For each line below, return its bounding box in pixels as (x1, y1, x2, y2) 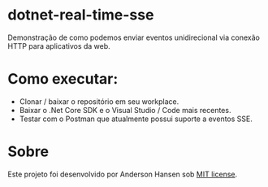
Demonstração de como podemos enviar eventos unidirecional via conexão (7, 33, 261, 42)
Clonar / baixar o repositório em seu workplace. (19, 96, 179, 107)
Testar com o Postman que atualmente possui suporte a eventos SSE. (19, 114, 253, 124)
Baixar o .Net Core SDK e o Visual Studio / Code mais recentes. (19, 105, 231, 115)
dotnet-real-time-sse (7, 6, 154, 24)
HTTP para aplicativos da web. (7, 41, 110, 50)
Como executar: (7, 70, 119, 89)
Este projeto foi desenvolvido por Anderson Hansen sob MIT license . (7, 169, 238, 179)
